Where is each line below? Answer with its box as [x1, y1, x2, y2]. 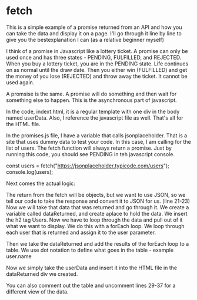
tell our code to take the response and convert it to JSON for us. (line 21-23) [6, 197, 190, 205]
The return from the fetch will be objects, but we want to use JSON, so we [6, 191, 186, 198]
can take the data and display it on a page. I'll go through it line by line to [6, 29, 182, 37]
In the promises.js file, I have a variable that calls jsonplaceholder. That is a [6, 131, 188, 139]
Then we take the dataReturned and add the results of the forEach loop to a [6, 240, 189, 247]
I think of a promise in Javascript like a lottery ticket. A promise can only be [6, 47, 188, 54]
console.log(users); [6, 168, 54, 175]
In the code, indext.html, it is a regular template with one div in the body [6, 108, 180, 115]
